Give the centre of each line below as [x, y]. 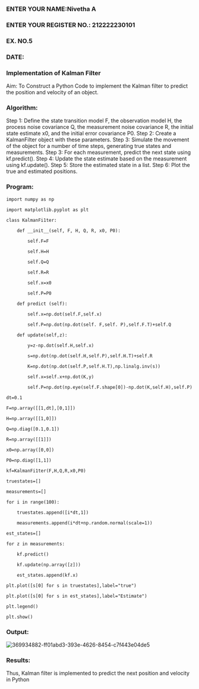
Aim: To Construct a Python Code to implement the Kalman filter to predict [97, 86]
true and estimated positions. [42, 171]
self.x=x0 [40, 283]
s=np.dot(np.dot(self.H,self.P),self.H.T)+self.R [90, 356]
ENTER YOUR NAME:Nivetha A [51, 9]
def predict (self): [42, 304]
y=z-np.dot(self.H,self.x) [61, 345]
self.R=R [38, 272]
